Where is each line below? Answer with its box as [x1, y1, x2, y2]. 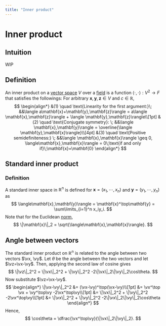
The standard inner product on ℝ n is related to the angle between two [5, 249, 147, 256]
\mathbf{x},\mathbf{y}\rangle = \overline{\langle [34, 124, 132, 130]
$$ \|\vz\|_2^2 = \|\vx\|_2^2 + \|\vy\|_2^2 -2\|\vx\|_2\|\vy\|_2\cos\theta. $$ [8, 269, 158, 274]
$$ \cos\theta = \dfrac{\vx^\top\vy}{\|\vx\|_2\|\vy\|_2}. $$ [25, 315, 141, 321]
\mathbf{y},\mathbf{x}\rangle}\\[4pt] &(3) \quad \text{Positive [20, 130, 146, 136]
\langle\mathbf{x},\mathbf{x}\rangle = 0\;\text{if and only [24, 140, 142, 146]
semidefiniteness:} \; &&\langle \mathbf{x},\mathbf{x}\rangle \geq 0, [13, 135, 153, 141]
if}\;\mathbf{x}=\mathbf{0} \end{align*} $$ [39, 146, 127, 152]
